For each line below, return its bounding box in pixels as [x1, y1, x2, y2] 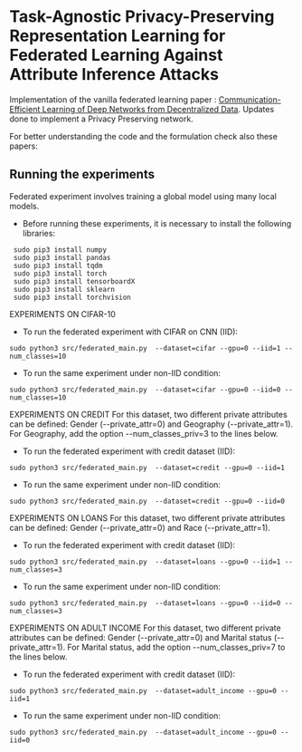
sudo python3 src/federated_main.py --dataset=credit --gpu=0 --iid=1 [9, 463, 285, 472]
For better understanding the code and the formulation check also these [9, 130, 278, 141]
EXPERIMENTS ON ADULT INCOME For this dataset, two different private [9, 622, 282, 633]
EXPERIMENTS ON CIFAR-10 [9, 308, 116, 319]
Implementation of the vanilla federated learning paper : [9, 93, 217, 105]
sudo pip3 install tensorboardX [13, 276, 136, 286]
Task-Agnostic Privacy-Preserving [9, 6, 275, 27]
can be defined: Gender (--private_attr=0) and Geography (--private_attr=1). [9, 419, 294, 429]
